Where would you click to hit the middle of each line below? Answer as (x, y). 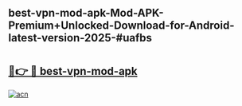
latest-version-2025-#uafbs (80, 38)
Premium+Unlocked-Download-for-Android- (121, 26)
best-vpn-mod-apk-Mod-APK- (86, 13)
